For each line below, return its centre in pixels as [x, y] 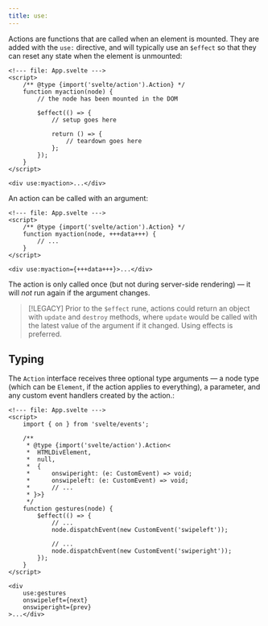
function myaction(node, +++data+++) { [90, 234]
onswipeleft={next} [56, 600]
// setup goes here [84, 120]
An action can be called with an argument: [78, 198]
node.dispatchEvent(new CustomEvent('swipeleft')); [140, 530]
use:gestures [45, 593]
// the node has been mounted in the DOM [108, 99]
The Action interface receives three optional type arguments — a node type [134, 378]
